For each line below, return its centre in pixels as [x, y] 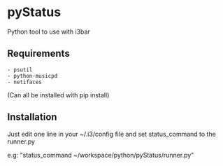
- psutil [20, 70]
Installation [32, 117]
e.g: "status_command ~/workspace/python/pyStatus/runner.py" [101, 155]
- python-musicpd [33, 76]
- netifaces [24, 82]
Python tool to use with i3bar [49, 32]
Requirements [38, 54]
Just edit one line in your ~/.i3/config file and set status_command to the [112, 134]
